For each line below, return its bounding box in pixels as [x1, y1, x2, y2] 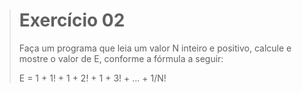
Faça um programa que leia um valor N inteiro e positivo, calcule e [18, 42, 292, 54]
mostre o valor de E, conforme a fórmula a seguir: [18, 52, 224, 64]
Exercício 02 [18, 9, 126, 32]
